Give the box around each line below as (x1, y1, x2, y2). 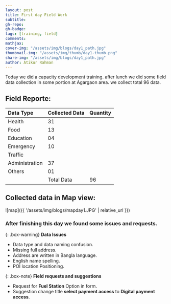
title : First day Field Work (5, 12, 67, 17)
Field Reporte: (5, 94, 51, 103)
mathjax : (5, 41, 24, 46)
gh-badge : (5, 27, 27, 32)
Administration (8, 160, 43, 167)
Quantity (89, 110, 111, 117)
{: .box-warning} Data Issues (5, 231, 67, 238)
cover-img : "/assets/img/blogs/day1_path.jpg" (5, 46, 106, 51)
